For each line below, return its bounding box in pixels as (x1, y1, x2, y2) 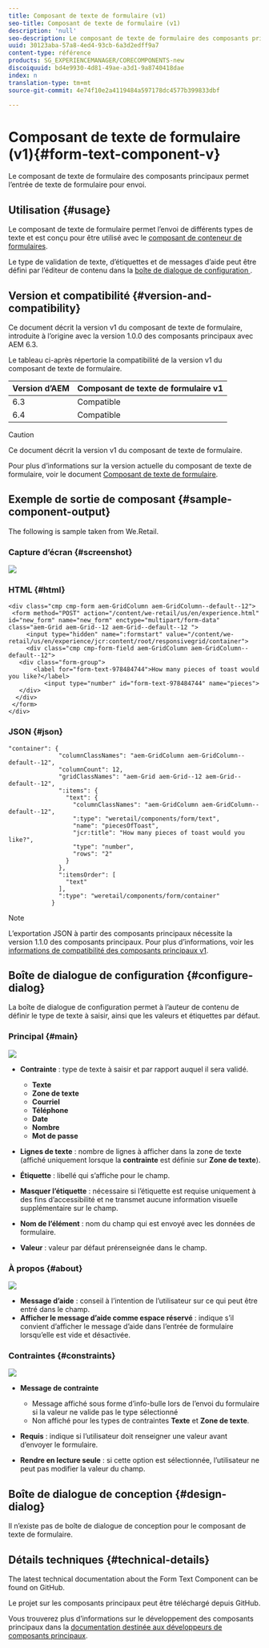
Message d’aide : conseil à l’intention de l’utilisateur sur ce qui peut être (19, 1296, 258, 1306)
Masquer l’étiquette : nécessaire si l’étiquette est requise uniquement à (19, 1186, 256, 1196)
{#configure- (187, 969, 254, 982)
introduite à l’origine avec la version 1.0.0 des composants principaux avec (8, 330, 254, 341)
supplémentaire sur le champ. (19, 1203, 118, 1213)
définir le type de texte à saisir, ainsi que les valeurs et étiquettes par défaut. (8, 1011, 260, 1021)
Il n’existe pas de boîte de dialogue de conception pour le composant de (8, 1521, 247, 1531)
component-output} (8, 505, 110, 519)
